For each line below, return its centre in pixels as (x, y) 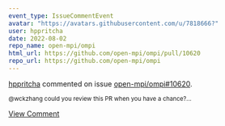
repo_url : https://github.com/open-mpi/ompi (85, 61)
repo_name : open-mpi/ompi (52, 46)
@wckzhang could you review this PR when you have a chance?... (100, 99)
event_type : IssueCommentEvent (61, 16)
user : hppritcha (36, 31)
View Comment (34, 113)
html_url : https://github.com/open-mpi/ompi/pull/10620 (104, 53)
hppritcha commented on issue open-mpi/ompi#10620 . (100, 84)
